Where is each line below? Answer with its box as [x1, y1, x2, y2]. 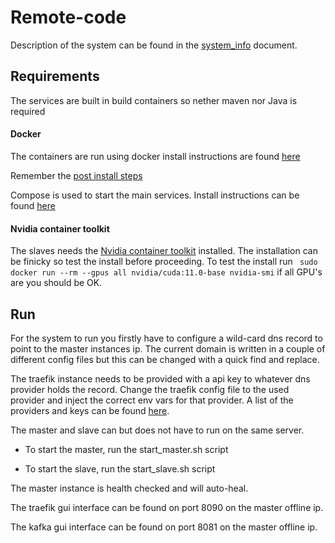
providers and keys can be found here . [10, 404, 170, 416]
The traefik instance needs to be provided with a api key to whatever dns [10, 372, 311, 385]
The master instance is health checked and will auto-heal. [10, 482, 249, 494]
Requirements [10, 68, 100, 85]
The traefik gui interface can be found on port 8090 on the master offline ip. [10, 501, 324, 513]
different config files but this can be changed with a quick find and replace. [10, 353, 320, 365]
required [10, 105, 46, 117]
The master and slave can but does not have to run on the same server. [10, 424, 305, 436]
